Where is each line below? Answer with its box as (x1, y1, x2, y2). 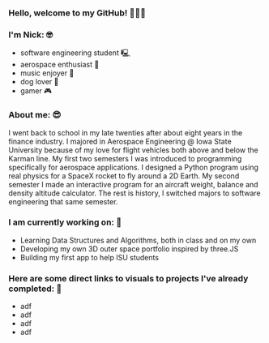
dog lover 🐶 (19, 77, 59, 87)
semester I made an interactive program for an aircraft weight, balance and (8, 179, 258, 189)
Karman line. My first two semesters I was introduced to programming (8, 153, 242, 163)
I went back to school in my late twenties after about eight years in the (8, 127, 243, 137)
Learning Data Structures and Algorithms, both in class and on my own (19, 235, 257, 245)
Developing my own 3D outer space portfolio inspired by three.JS (19, 243, 239, 254)
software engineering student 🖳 (19, 48, 131, 58)
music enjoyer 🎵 (19, 68, 75, 78)
